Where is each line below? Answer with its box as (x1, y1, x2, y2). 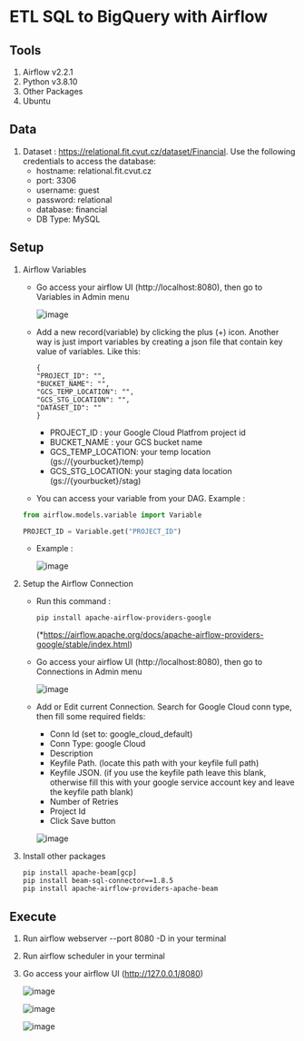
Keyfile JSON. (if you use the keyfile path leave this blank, (49, 768, 267, 778)
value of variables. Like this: (35, 345, 141, 356)
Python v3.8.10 (22, 76, 78, 87)
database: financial (35, 203, 108, 214)
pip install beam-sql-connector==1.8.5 (22, 877, 174, 886)
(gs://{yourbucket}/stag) (49, 475, 142, 486)
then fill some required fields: (35, 711, 146, 722)
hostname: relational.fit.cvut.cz (35, 165, 152, 176)
